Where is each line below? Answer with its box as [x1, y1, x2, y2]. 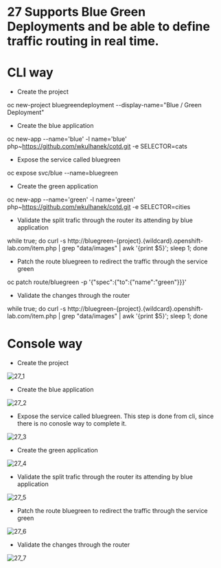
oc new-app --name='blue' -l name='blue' [7, 135, 127, 143]
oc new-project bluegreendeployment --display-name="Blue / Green [7, 101, 202, 109]
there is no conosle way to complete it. [16, 419, 127, 428]
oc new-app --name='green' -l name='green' [7, 195, 136, 204]
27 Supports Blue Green [7, 4, 146, 20]
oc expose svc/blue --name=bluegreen [7, 169, 118, 177]
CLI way [7, 65, 54, 80]
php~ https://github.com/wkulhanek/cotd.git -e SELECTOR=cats [7, 142, 187, 151]
